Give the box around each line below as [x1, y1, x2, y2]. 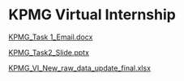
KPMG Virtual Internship [8, 6, 176, 24]
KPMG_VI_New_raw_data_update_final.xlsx [8, 63, 152, 73]
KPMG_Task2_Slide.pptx [8, 47, 89, 57]
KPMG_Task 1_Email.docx [8, 32, 93, 42]
